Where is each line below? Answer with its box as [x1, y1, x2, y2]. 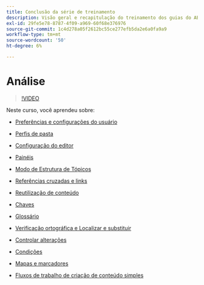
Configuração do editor [15, 141, 74, 149]
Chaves [15, 200, 35, 208]
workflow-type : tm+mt [6, 32, 61, 38]
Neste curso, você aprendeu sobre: [6, 106, 95, 113]
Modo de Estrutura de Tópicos [15, 165, 92, 172]
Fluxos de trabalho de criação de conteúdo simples [15, 272, 144, 279]
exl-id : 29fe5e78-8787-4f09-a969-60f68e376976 [6, 20, 126, 26]
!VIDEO [21, 94, 39, 102]
